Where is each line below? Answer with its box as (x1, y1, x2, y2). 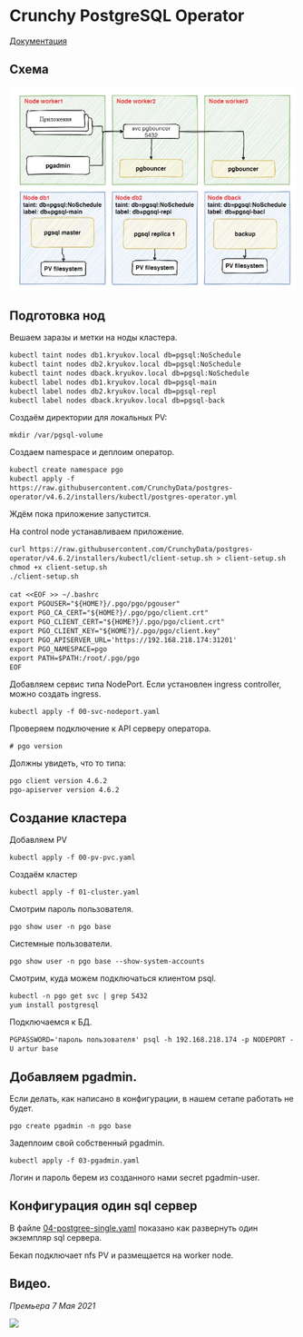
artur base (17, 1045, 59, 1054)
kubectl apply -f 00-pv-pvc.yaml (9, 853, 136, 863)
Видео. (9, 1276, 52, 1292)
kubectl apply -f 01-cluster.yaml (9, 887, 141, 897)
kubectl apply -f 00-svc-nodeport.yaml (9, 708, 161, 717)
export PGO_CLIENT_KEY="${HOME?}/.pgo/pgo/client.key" (9, 627, 221, 636)
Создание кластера (9, 810, 127, 826)
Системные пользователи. (9, 938, 112, 949)
